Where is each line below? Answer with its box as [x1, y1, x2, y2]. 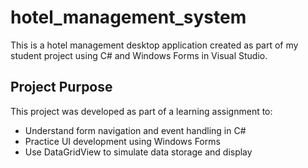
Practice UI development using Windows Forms [24, 135, 221, 147]
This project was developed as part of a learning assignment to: [10, 105, 273, 117]
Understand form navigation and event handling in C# [24, 124, 247, 136]
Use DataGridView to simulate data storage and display [24, 146, 253, 158]
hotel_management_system [10, 6, 247, 29]
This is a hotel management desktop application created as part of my [10, 39, 299, 51]
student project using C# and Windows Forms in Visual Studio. [10, 49, 268, 61]
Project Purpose [10, 79, 113, 96]
